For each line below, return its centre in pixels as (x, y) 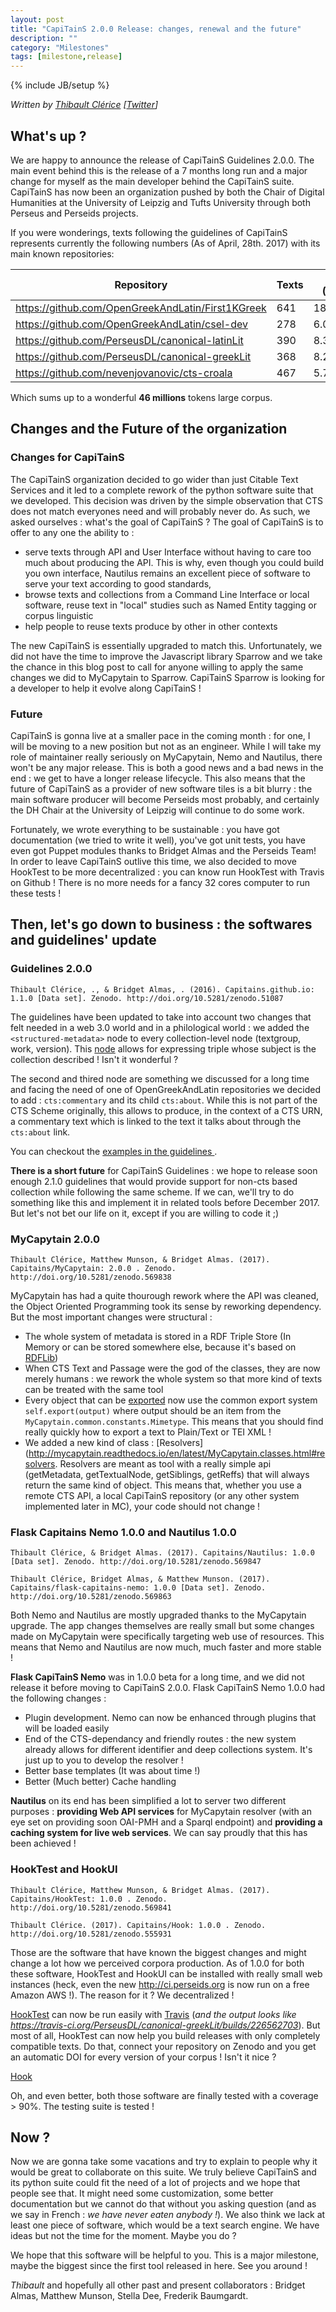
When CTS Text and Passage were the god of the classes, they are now (172, 1368)
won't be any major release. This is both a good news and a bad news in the (167, 767)
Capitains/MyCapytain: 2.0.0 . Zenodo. (93, 1268)
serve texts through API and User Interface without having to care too (168, 552)
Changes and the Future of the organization (149, 429)
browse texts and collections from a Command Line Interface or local (167, 594)
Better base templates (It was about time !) (112, 1771)
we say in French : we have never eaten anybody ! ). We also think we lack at (168, 2215)
